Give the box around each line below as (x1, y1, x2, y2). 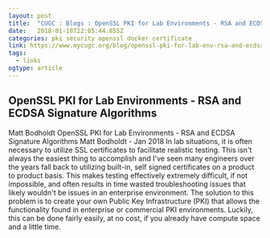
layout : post (8, 11, 52, 20)
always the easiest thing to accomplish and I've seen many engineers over (8, 154, 255, 163)
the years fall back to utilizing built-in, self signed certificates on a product (8, 162, 255, 171)
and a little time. (8, 222, 62, 232)
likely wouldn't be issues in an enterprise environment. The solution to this (8, 187, 255, 197)
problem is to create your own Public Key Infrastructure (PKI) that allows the (8, 196, 260, 206)
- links (15, 57, 42, 65)
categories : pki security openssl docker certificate (8, 34, 193, 43)
